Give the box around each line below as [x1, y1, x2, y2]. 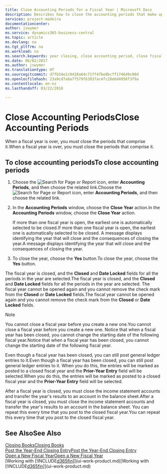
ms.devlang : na [5, 40, 37, 45]
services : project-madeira [5, 16, 61, 21]
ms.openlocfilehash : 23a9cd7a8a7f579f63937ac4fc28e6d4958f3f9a [5, 77, 139, 81]
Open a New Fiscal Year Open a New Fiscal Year [5, 453, 103, 459]
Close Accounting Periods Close [5, 111, 140, 123]
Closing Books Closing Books [5, 442, 65, 448]
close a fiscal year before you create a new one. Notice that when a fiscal [5, 326, 156, 333]
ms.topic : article [5, 35, 43, 40]
